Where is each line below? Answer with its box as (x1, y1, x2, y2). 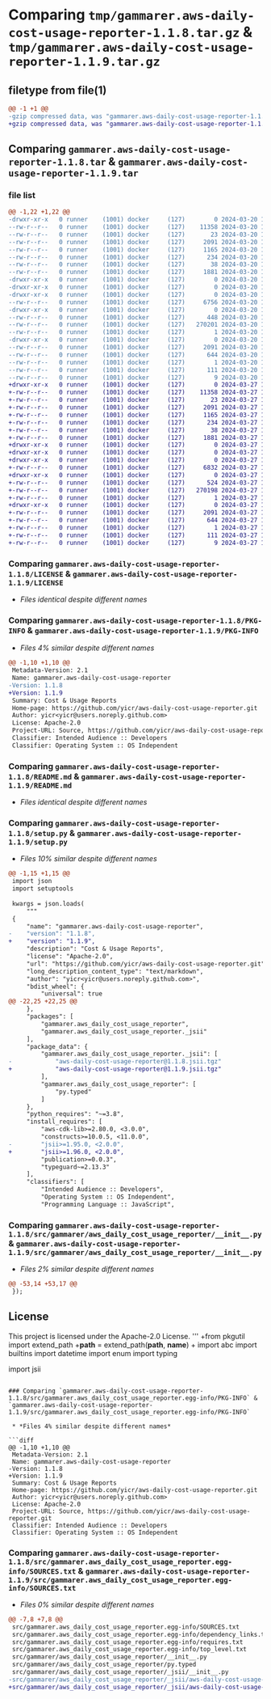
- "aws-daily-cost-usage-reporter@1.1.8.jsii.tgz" (8, 1058, 222, 1066)
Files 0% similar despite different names (19, 1600, 155, 1609)
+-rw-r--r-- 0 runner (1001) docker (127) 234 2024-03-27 (8, 418, 258, 426)
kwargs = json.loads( (11, 899, 85, 907)
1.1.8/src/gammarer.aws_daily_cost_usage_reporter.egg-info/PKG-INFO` (8, 1393, 251, 1402)
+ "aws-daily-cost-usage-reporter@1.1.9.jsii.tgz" (8, 1065, 222, 1073)
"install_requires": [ (26, 1118, 103, 1126)
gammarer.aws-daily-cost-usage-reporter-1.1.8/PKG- (55, 616, 262, 625)
